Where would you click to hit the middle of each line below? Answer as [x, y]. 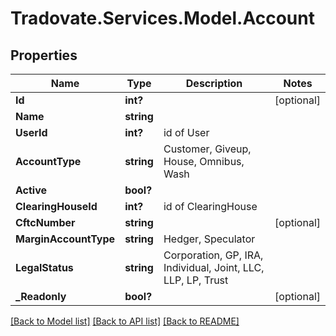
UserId [31, 132]
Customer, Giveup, [207, 149]
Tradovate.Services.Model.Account [162, 18]
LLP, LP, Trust [196, 280]
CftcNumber [45, 222]
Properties [44, 55]
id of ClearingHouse [210, 206]
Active [31, 190]
